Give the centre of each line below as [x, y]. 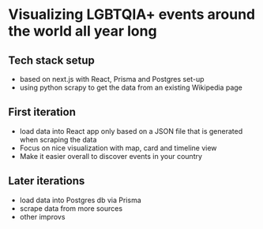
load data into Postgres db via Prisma [81, 200]
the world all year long [83, 31]
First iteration [42, 112]
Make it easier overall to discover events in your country [111, 156]
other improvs [42, 216]
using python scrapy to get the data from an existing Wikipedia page [131, 87]
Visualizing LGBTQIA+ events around [132, 15]
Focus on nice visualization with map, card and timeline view [118, 148]
